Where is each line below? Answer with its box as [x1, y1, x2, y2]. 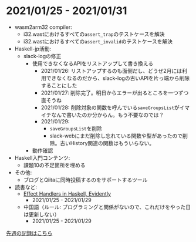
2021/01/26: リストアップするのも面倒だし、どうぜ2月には [40, 67, 183, 74]
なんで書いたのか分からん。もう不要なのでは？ [51, 111, 164, 118]
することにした [40, 82, 77, 89]
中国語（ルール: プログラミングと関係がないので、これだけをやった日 [23, 203, 191, 210]
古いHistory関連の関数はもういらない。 [59, 139, 154, 146]
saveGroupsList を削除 [49, 125, 103, 132]
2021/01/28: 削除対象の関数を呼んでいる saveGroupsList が [40, 104, 180, 111]
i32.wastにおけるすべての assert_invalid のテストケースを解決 [23, 38, 173, 45]
